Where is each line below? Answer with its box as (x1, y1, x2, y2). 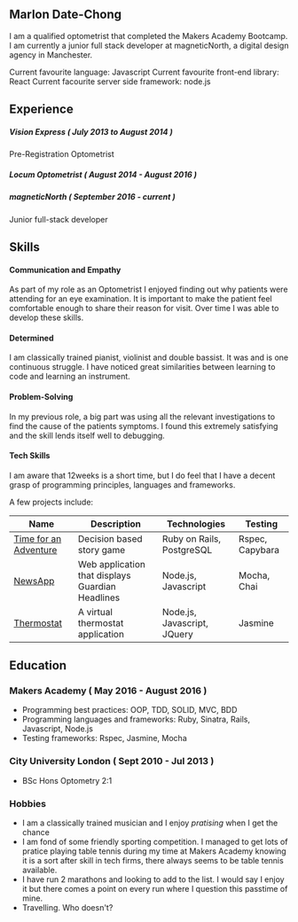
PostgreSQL (162, 543, 213, 556)
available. (21, 864, 58, 875)
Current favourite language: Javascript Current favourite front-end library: (9, 66, 279, 77)
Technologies (167, 518, 226, 530)
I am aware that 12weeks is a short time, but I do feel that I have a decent (9, 470, 276, 481)
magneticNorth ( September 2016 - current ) (9, 191, 176, 202)
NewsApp (13, 574, 55, 587)
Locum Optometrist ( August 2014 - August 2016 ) (9, 168, 198, 180)
